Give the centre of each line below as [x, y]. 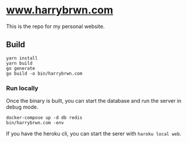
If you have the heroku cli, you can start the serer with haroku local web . [94, 134]
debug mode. [22, 107]
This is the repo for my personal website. [55, 26]
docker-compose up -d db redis [44, 118]
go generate [21, 68]
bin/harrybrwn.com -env [35, 123]
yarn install [22, 58]
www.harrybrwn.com [59, 10]
